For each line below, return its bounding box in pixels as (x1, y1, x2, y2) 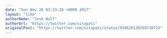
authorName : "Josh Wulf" (5, 16, 57, 21)
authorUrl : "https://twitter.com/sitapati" (5, 21, 98, 26)
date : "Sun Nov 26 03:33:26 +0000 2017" (5, 7, 91, 12)
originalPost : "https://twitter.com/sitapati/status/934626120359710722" (5, 26, 163, 31)
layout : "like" (5, 12, 37, 17)
